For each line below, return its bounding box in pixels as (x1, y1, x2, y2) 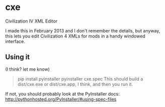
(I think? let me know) (5, 66, 50, 72)
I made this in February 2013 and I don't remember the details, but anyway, (5, 27, 160, 33)
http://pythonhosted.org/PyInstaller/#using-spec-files (5, 96, 117, 102)
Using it (5, 53, 30, 61)
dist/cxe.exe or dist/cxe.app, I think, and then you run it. (17, 81, 133, 87)
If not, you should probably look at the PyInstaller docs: (5, 90, 120, 96)
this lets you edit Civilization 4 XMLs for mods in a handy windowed (5, 33, 145, 39)
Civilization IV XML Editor (5, 18, 58, 24)
